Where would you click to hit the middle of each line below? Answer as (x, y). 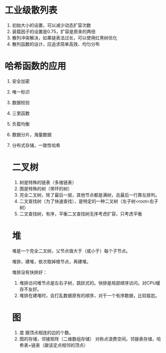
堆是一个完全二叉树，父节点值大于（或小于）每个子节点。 (71, 251)
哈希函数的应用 (35, 66)
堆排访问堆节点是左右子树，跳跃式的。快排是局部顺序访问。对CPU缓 (90, 283)
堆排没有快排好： (29, 272)
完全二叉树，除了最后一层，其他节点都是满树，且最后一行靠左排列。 (89, 195)
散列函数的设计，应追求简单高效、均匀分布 (56, 44)
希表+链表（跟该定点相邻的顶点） (54, 345)
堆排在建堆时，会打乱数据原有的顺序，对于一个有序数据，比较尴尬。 (89, 295)
